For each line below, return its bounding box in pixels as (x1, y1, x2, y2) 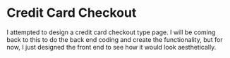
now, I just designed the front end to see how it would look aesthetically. (6, 43, 217, 51)
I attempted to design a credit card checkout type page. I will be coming (6, 28, 216, 36)
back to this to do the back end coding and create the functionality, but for (6, 35, 223, 43)
